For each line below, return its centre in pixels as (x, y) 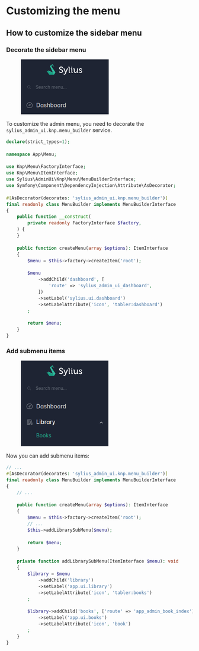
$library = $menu (49, 574)
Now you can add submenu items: (48, 456)
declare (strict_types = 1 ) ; (38, 142)
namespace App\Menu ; (32, 154)
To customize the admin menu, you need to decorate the (75, 123)
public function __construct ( (54, 217)
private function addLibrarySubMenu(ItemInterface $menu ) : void (98, 561)
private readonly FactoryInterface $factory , (85, 223)
